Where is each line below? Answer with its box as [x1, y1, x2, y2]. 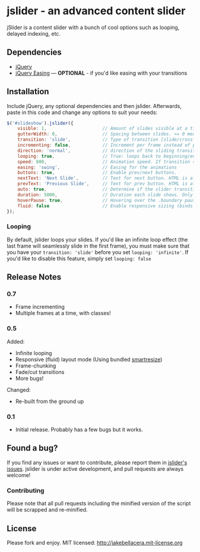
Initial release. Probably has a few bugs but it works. [15, 426, 144, 433]
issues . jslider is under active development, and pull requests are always [7, 465, 184, 472]
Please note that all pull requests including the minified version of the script [7, 500, 191, 507]
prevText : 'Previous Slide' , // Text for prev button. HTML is [17, 181, 188, 187]
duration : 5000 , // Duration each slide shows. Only [17, 192, 193, 198]
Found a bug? [7, 443, 58, 453]
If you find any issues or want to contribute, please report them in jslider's [7, 459, 188, 466]
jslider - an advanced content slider [7, 4, 186, 18]
